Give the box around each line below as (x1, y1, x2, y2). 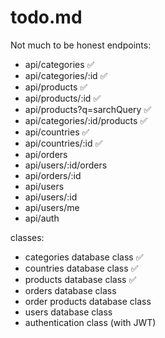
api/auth (24, 212, 60, 224)
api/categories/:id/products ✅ (24, 114, 148, 126)
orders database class (24, 284, 117, 296)
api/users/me (24, 201, 80, 213)
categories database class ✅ (24, 251, 144, 263)
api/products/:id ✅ (24, 92, 102, 104)
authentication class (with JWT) (24, 316, 157, 328)
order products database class (24, 295, 152, 307)
